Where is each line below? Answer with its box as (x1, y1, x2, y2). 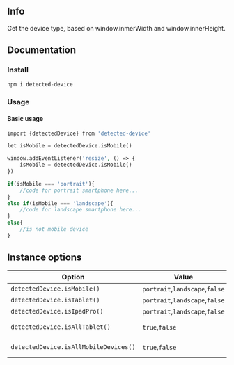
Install (7, 65, 29, 75)
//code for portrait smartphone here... (19, 187, 139, 194)
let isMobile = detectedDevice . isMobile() (7, 143, 132, 149)
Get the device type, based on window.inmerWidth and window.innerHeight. (7, 24, 226, 32)
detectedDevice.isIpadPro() (10, 307, 104, 315)
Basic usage (7, 114, 44, 122)
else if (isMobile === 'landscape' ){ (7, 200, 114, 207)
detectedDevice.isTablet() (10, 295, 100, 304)
